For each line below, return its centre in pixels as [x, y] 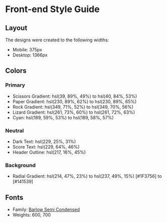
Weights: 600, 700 [32, 215]
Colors [16, 71]
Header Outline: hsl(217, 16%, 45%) [49, 152]
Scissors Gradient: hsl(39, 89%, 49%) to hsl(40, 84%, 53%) [75, 96]
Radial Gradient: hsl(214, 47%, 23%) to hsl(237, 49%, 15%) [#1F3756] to [87, 176]
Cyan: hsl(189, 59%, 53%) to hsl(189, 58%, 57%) [63, 117]
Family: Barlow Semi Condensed [46, 209]
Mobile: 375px [27, 50]
